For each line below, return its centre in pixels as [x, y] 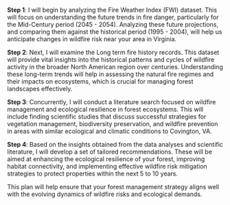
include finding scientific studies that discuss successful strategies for [107, 117]
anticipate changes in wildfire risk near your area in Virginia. [92, 39]
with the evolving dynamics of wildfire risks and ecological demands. [105, 194]
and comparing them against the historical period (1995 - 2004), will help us [115, 32]
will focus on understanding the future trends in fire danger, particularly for [113, 17]
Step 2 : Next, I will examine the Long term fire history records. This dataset [113, 52]
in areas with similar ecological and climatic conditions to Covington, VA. [110, 131]
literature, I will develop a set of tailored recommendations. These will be [110, 152]
